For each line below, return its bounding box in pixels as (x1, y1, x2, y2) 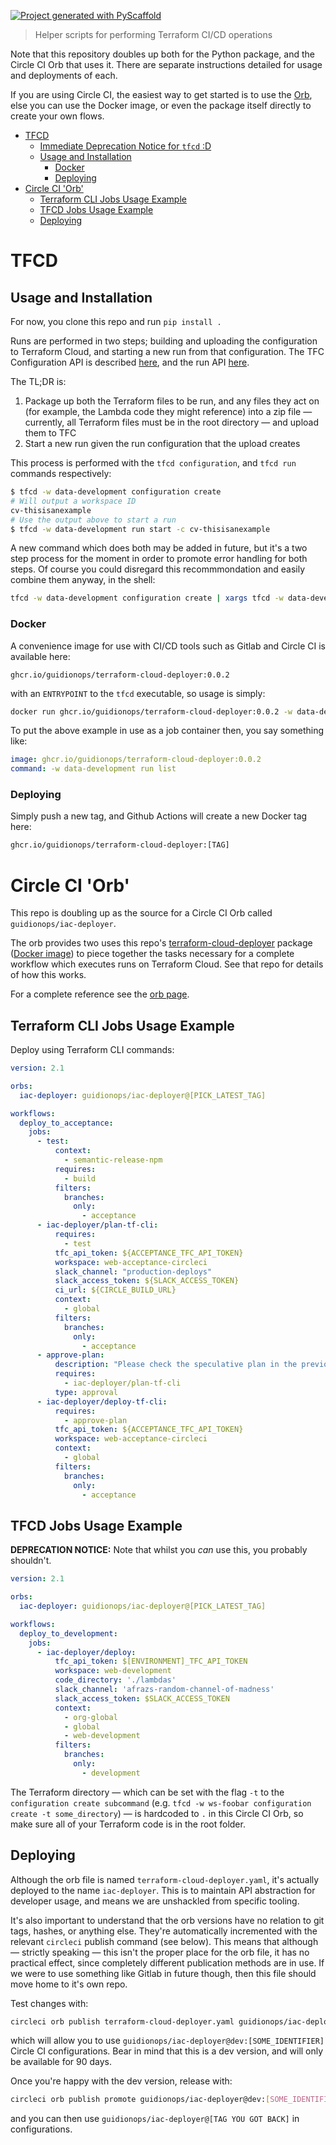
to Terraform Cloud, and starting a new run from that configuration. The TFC (10, 346, 325, 357)
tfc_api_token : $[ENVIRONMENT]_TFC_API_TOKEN (54, 1656, 248, 1667)
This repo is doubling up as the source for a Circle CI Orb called (10, 907, 273, 919)
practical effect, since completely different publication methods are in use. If (10, 1956, 325, 1969)
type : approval (54, 1387, 118, 1397)
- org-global (63, 1712, 118, 1722)
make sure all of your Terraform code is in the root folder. (10, 1818, 246, 1830)
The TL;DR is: (10, 376, 67, 387)
